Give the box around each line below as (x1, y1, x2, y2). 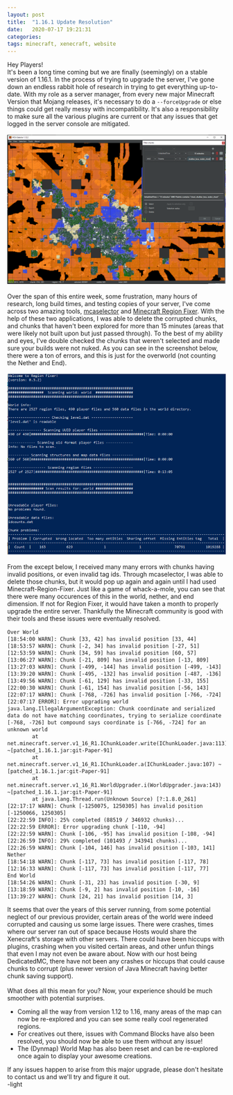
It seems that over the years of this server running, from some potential (7, 905, 211, 913)
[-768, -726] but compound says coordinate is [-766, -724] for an (7, 719, 207, 726)
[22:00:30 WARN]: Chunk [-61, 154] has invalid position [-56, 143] (7, 684, 209, 692)
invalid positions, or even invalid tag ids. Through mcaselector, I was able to (7, 570, 223, 578)
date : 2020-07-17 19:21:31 (7, 26, 92, 33)
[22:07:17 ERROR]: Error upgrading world (7, 698, 129, 705)
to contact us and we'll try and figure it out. (7, 1072, 130, 1081)
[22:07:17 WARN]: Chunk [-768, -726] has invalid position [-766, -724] (7, 691, 222, 698)
